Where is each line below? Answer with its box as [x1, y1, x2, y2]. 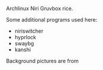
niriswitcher [14, 27, 44, 34]
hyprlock [14, 34, 36, 40]
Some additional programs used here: [6, 16, 98, 23]
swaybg [14, 40, 34, 47]
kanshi [14, 46, 31, 53]
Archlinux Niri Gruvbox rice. [6, 5, 74, 12]
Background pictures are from [6, 58, 79, 64]
